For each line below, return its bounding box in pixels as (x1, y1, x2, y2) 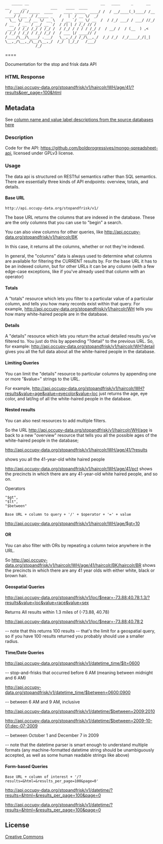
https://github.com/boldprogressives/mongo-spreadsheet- (40, 145, 158, 151)
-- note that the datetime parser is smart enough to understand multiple (5, 742, 148, 748)
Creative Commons (5, 834, 44, 840)
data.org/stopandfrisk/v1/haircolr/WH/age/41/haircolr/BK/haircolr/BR (5, 562, 142, 568)
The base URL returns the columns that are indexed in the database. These (5, 214, 155, 220)
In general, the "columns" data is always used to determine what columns (5, 253, 152, 259)
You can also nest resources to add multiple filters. (5, 417, 107, 423)
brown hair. (5, 572, 28, 578)
